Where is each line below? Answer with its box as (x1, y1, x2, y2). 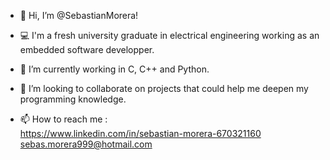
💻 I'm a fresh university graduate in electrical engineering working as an (19, 30, 320, 41)
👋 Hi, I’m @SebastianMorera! (19, 10, 139, 21)
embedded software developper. (19, 44, 155, 55)
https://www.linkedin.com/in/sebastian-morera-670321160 (19, 128, 262, 139)
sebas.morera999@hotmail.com (19, 138, 153, 150)
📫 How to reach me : (19, 113, 108, 125)
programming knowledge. (19, 93, 127, 105)
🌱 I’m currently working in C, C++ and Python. (19, 63, 210, 75)
